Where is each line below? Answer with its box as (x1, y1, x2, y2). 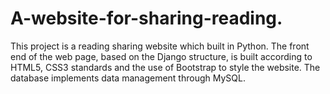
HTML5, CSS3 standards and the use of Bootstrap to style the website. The (10, 61, 321, 73)
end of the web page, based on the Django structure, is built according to (10, 50, 313, 62)
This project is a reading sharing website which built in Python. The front (10, 40, 310, 52)
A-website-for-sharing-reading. (10, 7, 283, 30)
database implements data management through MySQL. (10, 72, 246, 84)
